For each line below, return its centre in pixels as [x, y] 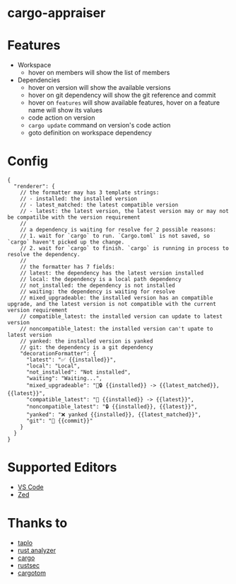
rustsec [29, 565]
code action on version [61, 118]
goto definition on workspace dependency [90, 133]
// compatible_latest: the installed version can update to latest [121, 316]
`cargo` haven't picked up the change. [66, 242]
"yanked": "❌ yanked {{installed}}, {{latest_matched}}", [113, 415]
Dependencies [39, 80]
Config [28, 161]
